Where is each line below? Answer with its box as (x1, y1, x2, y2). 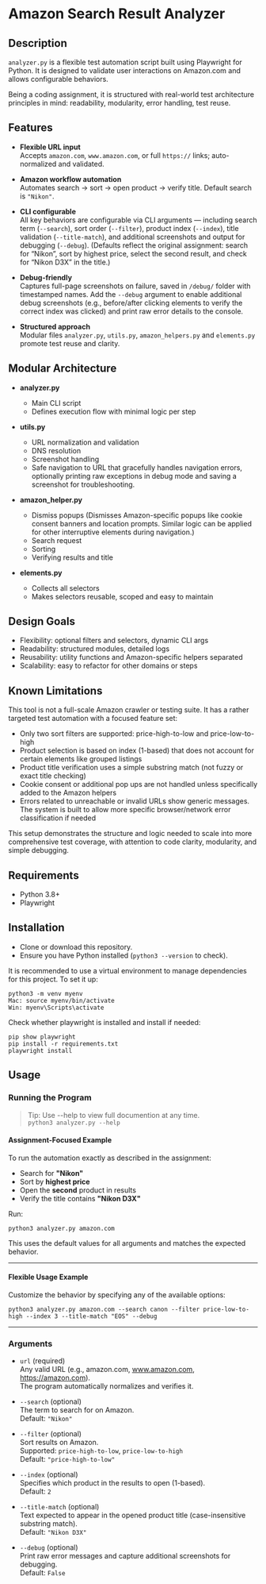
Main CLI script (31, 398, 82, 407)
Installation (8, 921, 65, 935)
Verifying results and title (31, 553, 113, 562)
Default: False (19, 1568, 66, 1578)
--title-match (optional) (19, 1502, 100, 1512)
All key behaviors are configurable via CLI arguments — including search (19, 215, 257, 225)
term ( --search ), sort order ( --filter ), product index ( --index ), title (19, 223, 239, 233)
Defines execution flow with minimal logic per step (31, 407, 196, 416)
